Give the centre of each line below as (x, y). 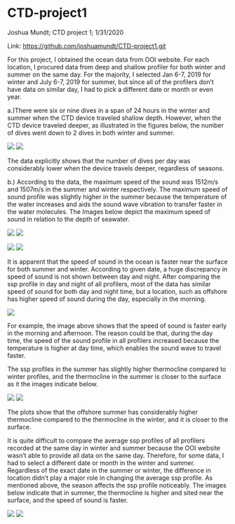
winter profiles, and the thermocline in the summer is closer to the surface (114, 376)
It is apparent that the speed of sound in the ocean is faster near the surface (117, 262)
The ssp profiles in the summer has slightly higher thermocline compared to (117, 369)
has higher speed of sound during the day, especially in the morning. (107, 299)
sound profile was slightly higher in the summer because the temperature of (117, 196)
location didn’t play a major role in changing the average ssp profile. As (110, 478)
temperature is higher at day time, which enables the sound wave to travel (114, 348)
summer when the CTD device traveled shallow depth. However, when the (114, 118)
